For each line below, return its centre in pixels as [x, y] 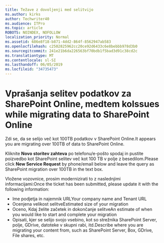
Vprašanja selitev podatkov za [68, 94]
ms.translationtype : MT [30, 55]
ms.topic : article [24, 28]
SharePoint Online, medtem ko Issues [82, 104]
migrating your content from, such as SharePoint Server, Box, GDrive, [82, 230]
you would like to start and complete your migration [65, 214]
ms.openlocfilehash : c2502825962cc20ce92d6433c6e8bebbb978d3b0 [71, 46]
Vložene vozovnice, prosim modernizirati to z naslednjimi [63, 178]
